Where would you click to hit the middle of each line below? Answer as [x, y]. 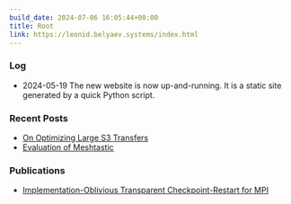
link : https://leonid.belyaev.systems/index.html [104, 34]
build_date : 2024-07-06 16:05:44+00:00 [84, 18]
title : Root [31, 26]
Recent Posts [39, 118]
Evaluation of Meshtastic [68, 147]
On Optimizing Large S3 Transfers [85, 137]
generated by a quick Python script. [88, 94]
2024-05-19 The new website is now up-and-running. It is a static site [152, 85]
